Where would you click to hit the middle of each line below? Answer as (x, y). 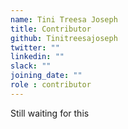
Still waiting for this (50, 113)
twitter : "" (35, 47)
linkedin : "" (37, 57)
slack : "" (31, 66)
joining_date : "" (46, 76)
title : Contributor (51, 29)
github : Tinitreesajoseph (64, 38)
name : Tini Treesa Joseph (64, 19)
